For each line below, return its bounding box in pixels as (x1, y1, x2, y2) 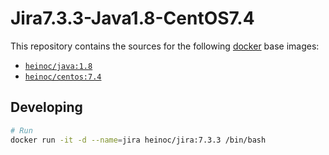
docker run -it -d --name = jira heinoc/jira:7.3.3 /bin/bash (10, 135, 267, 145)
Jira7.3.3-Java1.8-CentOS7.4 (10, 7, 255, 30)
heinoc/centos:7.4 (24, 72, 102, 82)
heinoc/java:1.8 (24, 61, 93, 71)
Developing (10, 99, 83, 116)
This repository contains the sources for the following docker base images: (10, 40, 320, 52)
